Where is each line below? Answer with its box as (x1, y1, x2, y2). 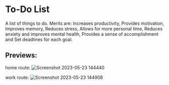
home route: (5, 64, 31, 70)
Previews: (5, 51, 37, 60)
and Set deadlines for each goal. (5, 36, 73, 42)
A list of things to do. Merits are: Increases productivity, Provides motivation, (5, 20, 164, 26)
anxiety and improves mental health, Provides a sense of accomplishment (5, 31, 159, 37)
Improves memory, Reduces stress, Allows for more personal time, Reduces (5, 25, 163, 31)
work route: (5, 74, 29, 80)
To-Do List (5, 4, 50, 15)
